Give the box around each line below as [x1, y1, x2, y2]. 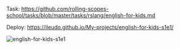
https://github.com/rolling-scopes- [21, 6, 109, 12]
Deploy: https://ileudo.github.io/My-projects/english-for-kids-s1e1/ [6, 24, 174, 31]
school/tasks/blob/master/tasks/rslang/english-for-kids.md [6, 12, 156, 19]
